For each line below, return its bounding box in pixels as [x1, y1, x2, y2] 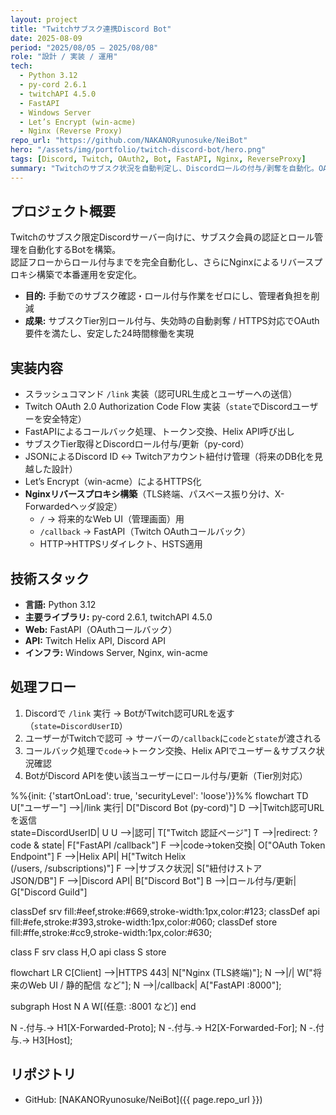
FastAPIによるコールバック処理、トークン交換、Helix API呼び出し [24, 426, 295, 438]
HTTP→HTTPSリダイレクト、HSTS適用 [39, 538, 203, 550]
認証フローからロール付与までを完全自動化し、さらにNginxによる [10, 256, 280, 268]
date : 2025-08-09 [10, 33, 83, 43]
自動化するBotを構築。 [27, 244, 122, 256]
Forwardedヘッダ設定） [24, 501, 123, 513]
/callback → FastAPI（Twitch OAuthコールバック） [39, 526, 252, 538]
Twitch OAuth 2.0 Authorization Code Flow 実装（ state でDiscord [24, 401, 293, 413]
